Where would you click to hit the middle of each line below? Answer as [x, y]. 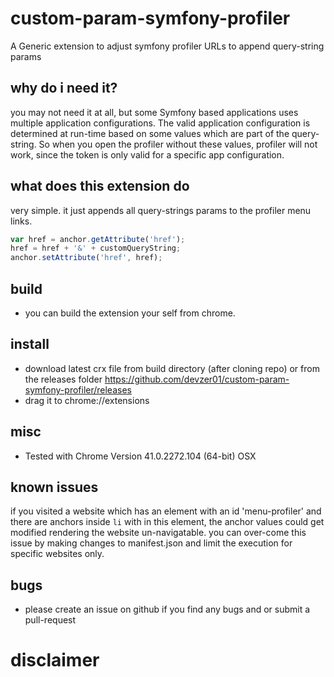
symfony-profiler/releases [78, 389]
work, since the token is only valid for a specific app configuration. [147, 154]
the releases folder [63, 379]
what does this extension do [100, 186]
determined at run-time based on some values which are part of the [150, 133]
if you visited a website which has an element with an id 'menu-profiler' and [166, 511]
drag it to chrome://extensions [87, 400]
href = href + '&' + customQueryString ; [96, 248]
